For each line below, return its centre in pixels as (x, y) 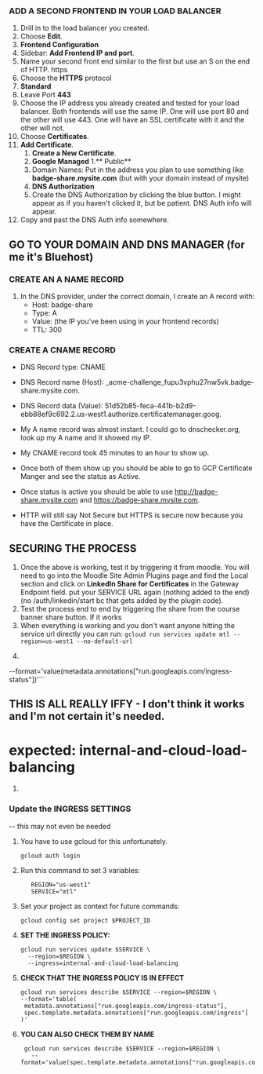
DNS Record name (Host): (62, 382)
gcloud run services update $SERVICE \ (85, 949)
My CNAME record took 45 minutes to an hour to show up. (115, 453)
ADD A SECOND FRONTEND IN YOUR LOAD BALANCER (115, 11)
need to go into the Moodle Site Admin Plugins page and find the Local (134, 575)
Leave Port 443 (45, 95)
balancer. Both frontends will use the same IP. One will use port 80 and (135, 111)
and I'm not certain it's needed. (87, 716)
